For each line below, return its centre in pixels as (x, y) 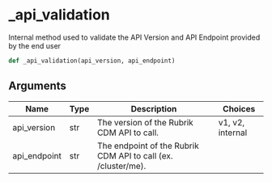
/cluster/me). (121, 166)
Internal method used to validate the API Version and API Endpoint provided (134, 37)
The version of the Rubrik (145, 122)
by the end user (35, 45)
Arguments (38, 86)
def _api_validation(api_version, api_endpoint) (92, 61)
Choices (239, 108)
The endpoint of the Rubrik (148, 146)
